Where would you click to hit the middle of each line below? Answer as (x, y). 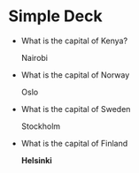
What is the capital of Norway (75, 75)
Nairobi (34, 57)
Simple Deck (55, 16)
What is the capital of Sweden (76, 109)
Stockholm (41, 126)
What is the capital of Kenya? (74, 41)
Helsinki (36, 160)
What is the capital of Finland (74, 143)
